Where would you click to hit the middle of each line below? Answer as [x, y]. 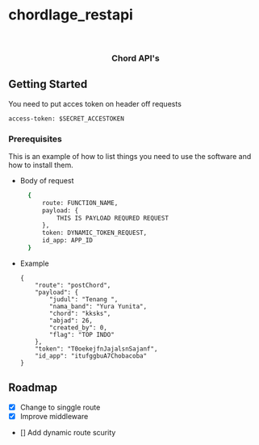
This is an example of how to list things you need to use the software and [130, 156]
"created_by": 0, [78, 327]
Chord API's [136, 58]
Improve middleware [54, 416]
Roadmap [33, 388]
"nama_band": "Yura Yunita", [98, 306]
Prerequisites [35, 139]
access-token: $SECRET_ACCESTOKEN [67, 119]
